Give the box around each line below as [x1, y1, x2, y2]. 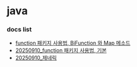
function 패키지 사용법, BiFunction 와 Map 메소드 [15, 40, 131, 47]
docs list [7, 25, 32, 34]
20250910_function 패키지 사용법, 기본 [15, 47, 107, 54]
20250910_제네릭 [15, 55, 57, 62]
